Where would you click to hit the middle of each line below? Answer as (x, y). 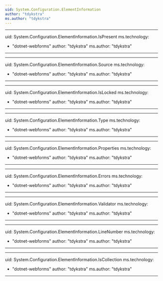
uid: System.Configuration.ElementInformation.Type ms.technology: (73, 120)
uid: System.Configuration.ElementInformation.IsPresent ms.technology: (77, 37)
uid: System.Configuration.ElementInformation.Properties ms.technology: (78, 148)
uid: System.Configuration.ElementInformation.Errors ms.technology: (74, 176)
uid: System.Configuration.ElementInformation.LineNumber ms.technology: (80, 232)
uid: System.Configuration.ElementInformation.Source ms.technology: (75, 65)
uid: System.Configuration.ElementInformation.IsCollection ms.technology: (80, 260)
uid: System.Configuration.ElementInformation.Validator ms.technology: (77, 204)
